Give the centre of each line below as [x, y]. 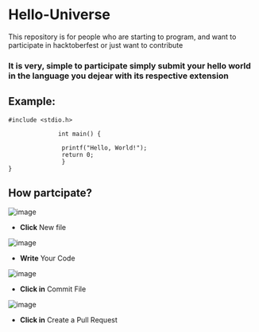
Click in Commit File [53, 289]
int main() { [80, 134]
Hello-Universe [60, 15]
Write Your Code [47, 258]
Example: [32, 102]
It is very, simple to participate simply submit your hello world [130, 65]
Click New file [43, 228]
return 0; [77, 154]
